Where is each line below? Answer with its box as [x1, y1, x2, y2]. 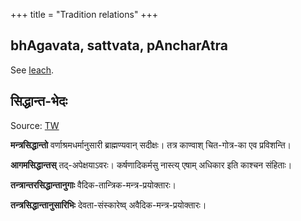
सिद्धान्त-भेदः [10, 93, 68, 110]
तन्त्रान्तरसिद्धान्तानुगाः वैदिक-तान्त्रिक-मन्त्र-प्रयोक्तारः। [10, 179, 177, 191]
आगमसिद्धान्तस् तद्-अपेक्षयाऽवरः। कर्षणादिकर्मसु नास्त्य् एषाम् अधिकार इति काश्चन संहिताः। [10, 159, 293, 171]
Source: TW [10, 119, 60, 131]
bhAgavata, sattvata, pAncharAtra [10, 37, 228, 54]
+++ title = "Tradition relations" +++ [10, 9, 159, 20]
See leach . [10, 64, 55, 76]
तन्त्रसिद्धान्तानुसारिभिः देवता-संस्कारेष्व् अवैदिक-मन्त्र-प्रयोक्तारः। [10, 199, 207, 211]
